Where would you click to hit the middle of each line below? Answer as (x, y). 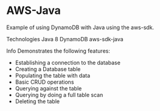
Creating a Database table (48, 69)
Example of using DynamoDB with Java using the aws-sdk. (80, 27)
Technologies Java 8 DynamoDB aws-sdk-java (65, 39)
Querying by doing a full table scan (59, 95)
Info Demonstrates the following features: (58, 51)
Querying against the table (48, 88)
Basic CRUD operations (44, 82)
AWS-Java (33, 11)
